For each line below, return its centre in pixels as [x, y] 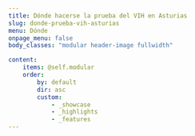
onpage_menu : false [41, 38]
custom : [50, 97]
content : [23, 60]
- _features [71, 120]
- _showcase [71, 105]
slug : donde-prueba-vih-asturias [64, 23]
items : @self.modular [58, 68]
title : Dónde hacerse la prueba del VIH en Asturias [98, 16]
